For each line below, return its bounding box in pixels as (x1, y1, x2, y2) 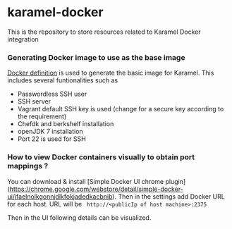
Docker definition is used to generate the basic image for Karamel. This (7, 68, 214, 78)
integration (7, 35, 39, 43)
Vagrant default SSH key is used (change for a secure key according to (17, 105, 224, 113)
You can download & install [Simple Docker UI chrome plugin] (7, 177, 186, 185)
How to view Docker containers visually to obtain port (7, 152, 195, 162)
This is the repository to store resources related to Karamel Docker (7, 27, 201, 36)
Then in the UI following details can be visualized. (7, 213, 152, 222)
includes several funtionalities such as (7, 76, 118, 85)
